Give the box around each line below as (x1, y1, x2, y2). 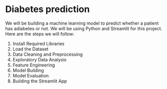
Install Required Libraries (12, 40, 65, 46)
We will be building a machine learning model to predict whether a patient (5, 20, 159, 26)
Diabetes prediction (5, 4, 90, 15)
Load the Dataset (12, 46, 49, 52)
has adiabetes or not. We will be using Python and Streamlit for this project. (5, 25, 162, 31)
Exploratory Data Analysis (12, 56, 67, 62)
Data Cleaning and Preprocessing (12, 51, 83, 57)
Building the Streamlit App (12, 78, 67, 84)
